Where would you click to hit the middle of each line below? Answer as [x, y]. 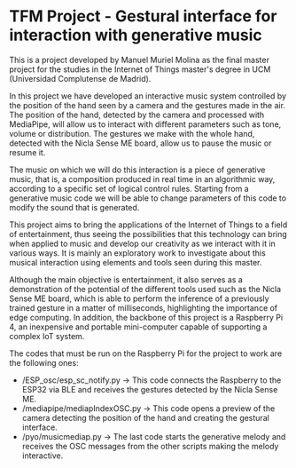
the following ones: [44, 362]
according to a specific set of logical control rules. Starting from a [129, 188]
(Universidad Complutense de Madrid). [80, 78]
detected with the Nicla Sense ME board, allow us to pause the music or [140, 143]
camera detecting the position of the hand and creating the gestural [146, 417]
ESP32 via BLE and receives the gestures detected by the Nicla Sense [150, 389]
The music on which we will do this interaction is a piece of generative [137, 170]
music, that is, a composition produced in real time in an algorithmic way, [142, 178]
